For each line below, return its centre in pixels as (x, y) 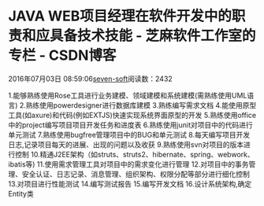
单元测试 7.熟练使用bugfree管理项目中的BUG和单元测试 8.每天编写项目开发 (129, 134)
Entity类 (21, 193)
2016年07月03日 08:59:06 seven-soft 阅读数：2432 (91, 79)
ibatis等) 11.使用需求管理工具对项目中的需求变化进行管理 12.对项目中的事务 (128, 164)
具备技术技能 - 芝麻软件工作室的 (153, 36)
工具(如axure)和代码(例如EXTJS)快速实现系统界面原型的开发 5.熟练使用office (132, 115)
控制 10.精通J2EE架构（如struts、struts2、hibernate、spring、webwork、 (134, 154)
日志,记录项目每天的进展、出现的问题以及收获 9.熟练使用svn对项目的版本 (126, 144)
